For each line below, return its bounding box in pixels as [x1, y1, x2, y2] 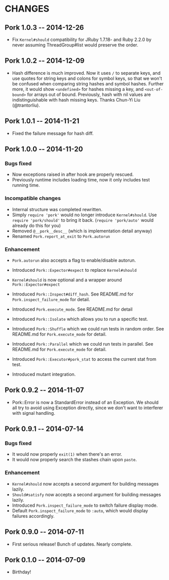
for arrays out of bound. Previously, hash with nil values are [27, 91, 151, 98]
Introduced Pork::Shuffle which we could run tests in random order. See [12, 325, 164, 331]
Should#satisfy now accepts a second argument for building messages [12, 491, 161, 498]
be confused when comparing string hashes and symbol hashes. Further [12, 80, 164, 86]
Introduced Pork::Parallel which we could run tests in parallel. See [12, 341, 154, 347]
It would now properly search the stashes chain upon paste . [12, 457, 137, 463]
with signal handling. [12, 410, 55, 416]
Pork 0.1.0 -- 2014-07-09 [5, 555, 86, 564]
